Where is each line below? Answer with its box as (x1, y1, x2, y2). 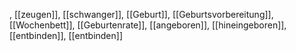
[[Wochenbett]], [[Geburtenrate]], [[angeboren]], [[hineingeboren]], (9, 19, 287, 31)
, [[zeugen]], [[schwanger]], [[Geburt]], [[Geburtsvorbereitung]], (9, 9, 274, 20)
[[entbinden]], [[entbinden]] (9, 30, 124, 41)
